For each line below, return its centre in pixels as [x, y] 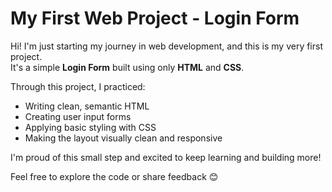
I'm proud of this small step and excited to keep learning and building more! [166, 157]
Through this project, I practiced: [78, 86]
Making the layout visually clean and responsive [123, 138]
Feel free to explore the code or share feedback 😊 [114, 176]
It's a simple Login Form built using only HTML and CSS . [127, 67]
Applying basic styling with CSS [90, 127]
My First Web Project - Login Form [155, 18]
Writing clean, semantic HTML [87, 106]
